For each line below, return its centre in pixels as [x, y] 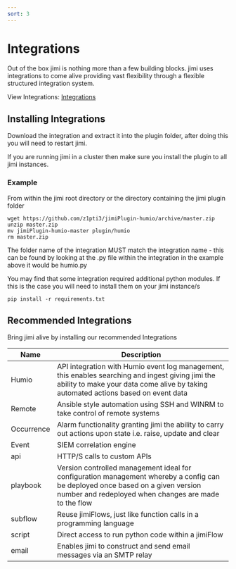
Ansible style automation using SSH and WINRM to [140, 404]
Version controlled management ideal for [124, 468]
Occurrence [31, 429]
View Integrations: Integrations [52, 96]
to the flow [75, 503]
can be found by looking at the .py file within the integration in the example [115, 257]
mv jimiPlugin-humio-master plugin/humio [69, 231]
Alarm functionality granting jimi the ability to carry [140, 425]
